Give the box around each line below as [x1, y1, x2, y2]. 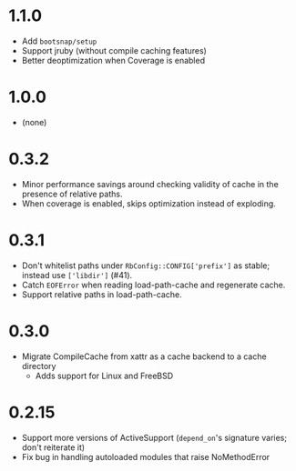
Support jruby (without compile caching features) [21, 45, 207, 55]
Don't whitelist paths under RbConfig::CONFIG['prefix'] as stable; [21, 260, 270, 271]
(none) [21, 116, 47, 127]
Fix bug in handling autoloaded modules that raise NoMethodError [21, 451, 270, 462]
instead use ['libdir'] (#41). [21, 269, 133, 280]
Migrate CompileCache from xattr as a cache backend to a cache [21, 351, 267, 362]
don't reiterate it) [21, 442, 86, 453]
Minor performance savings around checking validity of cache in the [21, 178, 279, 189]
